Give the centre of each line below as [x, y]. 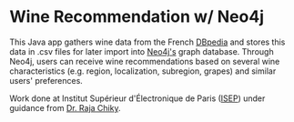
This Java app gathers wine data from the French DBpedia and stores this [147, 42]
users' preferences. [46, 80]
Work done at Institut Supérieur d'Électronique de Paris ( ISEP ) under [137, 98]
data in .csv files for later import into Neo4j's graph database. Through [142, 51]
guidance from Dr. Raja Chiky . [65, 107]
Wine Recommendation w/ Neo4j [137, 17]
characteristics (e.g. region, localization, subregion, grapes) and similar [143, 71]
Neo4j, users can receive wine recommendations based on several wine [145, 61]
